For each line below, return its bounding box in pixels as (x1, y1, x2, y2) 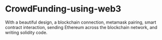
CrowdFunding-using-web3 (5, 3, 121, 14)
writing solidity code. (5, 29, 48, 35)
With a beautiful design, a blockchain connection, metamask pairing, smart (5, 19, 157, 25)
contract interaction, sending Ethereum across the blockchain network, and (5, 24, 158, 30)
